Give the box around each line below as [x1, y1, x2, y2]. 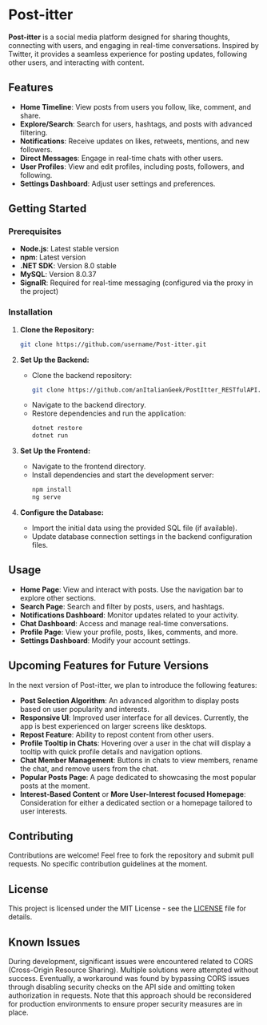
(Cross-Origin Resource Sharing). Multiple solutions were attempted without [8, 965, 259, 975]
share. [19, 111, 42, 120]
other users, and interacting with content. [8, 58, 145, 67]
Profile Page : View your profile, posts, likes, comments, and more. [19, 627, 238, 637]
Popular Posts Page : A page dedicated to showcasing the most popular [19, 772, 257, 782]
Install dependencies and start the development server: [31, 470, 214, 480]
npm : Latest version [19, 252, 86, 262]
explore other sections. [19, 593, 97, 602]
